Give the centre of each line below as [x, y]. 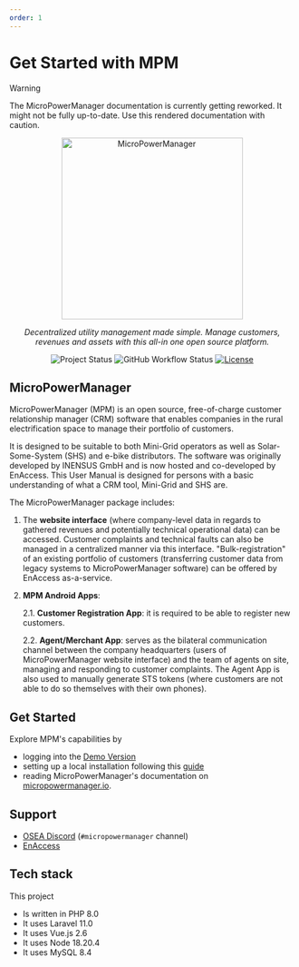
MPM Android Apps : [62, 596]
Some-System [36, 456]
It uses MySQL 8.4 [57, 952]
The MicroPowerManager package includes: [92, 503]
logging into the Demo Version [79, 757]
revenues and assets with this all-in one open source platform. [152, 341]
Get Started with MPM [94, 62]
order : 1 [26, 18]
